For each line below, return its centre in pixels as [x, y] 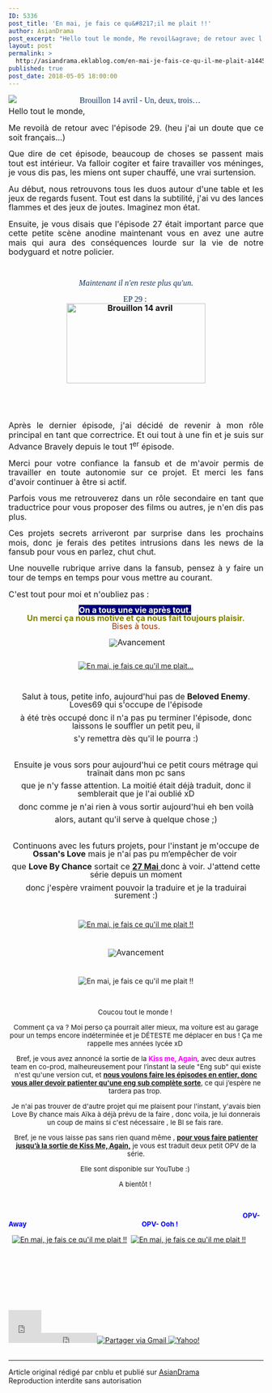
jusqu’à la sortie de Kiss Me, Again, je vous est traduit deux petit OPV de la [136, 1146]
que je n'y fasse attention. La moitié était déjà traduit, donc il [136, 786]
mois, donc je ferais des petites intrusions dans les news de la [136, 542]
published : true [36, 69]
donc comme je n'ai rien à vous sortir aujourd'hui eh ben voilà [136, 806]
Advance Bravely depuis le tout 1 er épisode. [91, 446]
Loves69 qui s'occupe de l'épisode [136, 705]
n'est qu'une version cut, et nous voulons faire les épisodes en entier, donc [136, 1075]
